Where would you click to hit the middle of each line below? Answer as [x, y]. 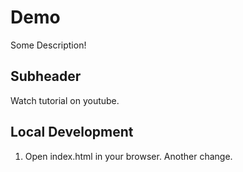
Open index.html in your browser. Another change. [128, 156]
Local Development [72, 132]
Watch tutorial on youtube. [65, 100]
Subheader [46, 76]
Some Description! [48, 45]
